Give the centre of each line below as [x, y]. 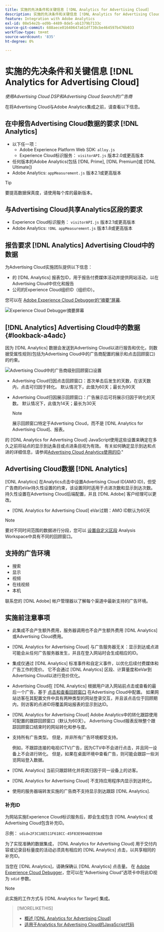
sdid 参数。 [22, 878]
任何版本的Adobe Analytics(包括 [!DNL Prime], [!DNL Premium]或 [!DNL [84, 161]
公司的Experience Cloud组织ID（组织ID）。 [55, 290]
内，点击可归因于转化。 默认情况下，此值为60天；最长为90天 [74, 386]
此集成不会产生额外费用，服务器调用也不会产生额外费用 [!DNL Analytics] [85, 630]
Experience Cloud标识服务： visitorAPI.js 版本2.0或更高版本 [82, 155]
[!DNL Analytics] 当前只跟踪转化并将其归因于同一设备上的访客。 [76, 771]
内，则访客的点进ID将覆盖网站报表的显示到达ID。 [61, 705]
